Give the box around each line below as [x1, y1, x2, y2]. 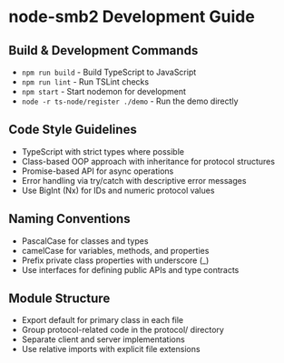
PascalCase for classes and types [21, 235, 149, 247]
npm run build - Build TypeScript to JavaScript [21, 66, 197, 77]
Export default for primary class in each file [21, 315, 184, 326]
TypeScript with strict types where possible [21, 146, 185, 156]
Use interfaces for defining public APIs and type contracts [21, 264, 240, 275]
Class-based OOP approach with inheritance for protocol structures [21, 156, 276, 166]
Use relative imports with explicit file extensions [21, 344, 201, 355]
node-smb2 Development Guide [8, 6, 255, 27]
